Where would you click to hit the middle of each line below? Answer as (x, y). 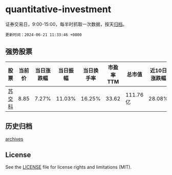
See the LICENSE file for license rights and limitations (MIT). (69, 167)
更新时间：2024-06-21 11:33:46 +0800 (44, 35)
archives (14, 139)
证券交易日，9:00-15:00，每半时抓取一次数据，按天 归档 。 (66, 24)
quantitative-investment (58, 9)
